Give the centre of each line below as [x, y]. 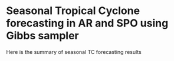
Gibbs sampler [43, 36]
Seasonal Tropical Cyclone [73, 11]
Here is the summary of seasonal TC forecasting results [74, 52]
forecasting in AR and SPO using [87, 23]
